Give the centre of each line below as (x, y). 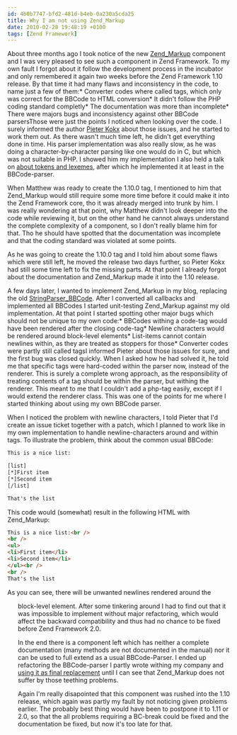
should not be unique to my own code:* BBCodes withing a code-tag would (117, 321)
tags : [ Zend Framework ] (42, 34)
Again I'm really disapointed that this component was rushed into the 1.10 (124, 694)
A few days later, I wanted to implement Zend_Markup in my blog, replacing (117, 291)
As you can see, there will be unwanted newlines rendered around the (109, 592)
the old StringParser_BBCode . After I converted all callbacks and (102, 298)
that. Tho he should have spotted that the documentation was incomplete (114, 233)
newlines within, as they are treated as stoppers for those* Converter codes (118, 344)
